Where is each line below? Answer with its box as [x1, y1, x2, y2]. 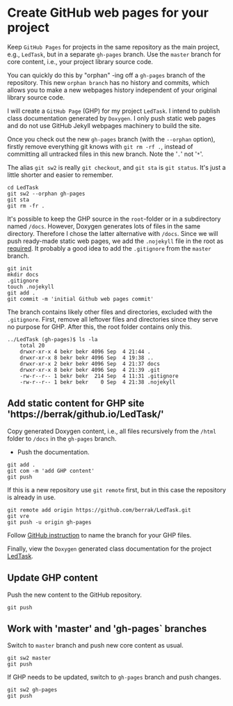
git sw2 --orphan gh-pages [7, 190, 86, 197]
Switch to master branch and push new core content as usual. [7, 641, 184, 650]
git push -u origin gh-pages [7, 519, 92, 526]
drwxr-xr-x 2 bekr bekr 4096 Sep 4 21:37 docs [19, 360, 160, 367]
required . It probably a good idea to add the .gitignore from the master [7, 244, 211, 252]
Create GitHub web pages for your [7, 5, 209, 21]
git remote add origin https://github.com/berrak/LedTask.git [7, 506, 191, 513]
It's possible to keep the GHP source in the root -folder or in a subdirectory [7, 214, 221, 223]
